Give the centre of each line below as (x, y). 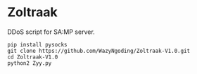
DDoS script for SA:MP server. (51, 32)
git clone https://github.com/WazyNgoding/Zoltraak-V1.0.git (99, 51)
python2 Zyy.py (30, 63)
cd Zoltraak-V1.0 (33, 57)
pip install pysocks (38, 44)
